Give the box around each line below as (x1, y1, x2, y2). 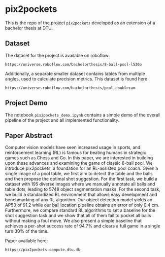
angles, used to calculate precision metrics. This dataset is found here (5, 75, 148, 82)
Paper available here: (5, 238, 48, 244)
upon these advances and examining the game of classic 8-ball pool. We (5, 160, 153, 166)
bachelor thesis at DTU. (5, 25, 53, 31)
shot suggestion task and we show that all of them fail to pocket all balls (5, 213, 151, 219)
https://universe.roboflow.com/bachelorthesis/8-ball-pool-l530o (5, 62, 142, 67)
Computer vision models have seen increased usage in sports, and (5, 145, 140, 150)
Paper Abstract (5, 131, 53, 140)
